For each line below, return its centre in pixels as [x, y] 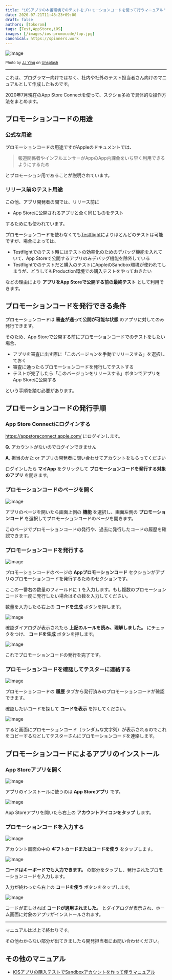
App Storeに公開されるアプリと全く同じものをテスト [68, 213]
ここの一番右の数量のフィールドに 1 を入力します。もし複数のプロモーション [86, 589]
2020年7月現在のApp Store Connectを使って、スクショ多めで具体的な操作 [84, 95]
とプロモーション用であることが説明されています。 [59, 175]
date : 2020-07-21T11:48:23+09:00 [41, 15]
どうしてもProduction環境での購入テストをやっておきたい [91, 271]
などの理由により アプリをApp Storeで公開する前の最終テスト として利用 [82, 282]
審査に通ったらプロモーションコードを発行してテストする [73, 366]
